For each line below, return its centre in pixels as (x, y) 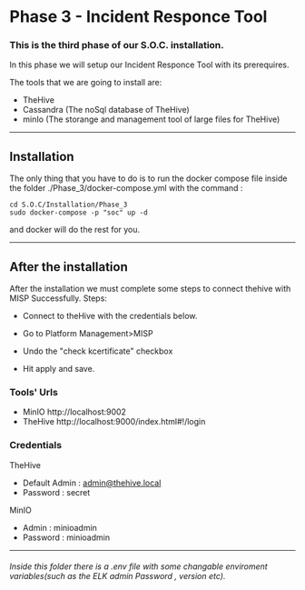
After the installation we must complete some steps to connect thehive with (150, 289)
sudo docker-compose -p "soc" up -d (79, 213)
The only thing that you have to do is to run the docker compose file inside (148, 178)
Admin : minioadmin (60, 527)
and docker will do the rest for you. (75, 230)
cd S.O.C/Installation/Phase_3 (69, 205)
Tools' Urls (34, 393)
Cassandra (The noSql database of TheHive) (106, 110)
